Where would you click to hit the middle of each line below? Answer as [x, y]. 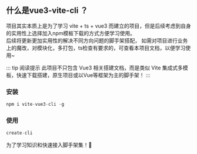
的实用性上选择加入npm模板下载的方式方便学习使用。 [71, 33]
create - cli [19, 133]
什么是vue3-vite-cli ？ [47, 11]
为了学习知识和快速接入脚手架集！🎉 [49, 145]
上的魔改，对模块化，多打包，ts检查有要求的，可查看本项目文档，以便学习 [96, 48]
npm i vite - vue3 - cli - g [35, 105]
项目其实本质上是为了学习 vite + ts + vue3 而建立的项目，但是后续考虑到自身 [98, 26]
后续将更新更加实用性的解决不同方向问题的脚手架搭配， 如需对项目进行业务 [97, 41]
